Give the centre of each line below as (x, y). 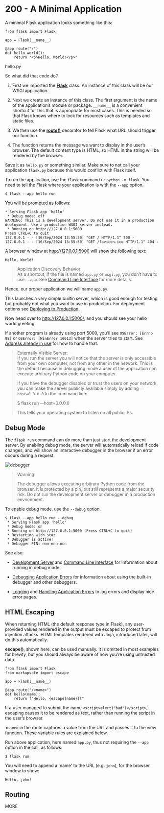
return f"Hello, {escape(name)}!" (49, 698)
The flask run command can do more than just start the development (75, 440)
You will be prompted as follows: (38, 203)
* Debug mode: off (26, 216)
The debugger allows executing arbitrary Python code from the (81, 484)
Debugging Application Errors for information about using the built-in (82, 577)
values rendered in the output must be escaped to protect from (88, 629)
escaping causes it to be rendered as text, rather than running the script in (80, 713)
